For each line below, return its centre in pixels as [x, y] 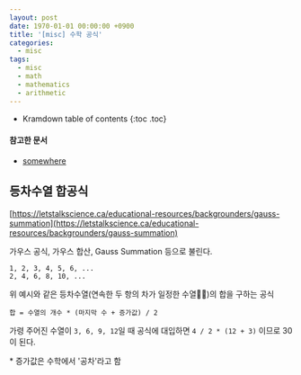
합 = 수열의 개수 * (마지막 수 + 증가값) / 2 [84, 312]
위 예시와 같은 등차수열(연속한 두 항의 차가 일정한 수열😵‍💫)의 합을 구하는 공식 [142, 294]
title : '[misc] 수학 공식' [56, 34]
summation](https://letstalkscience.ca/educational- [104, 223]
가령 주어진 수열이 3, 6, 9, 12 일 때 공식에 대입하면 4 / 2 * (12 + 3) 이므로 [145, 330]
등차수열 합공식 [49, 191]
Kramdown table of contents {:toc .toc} [94, 119]
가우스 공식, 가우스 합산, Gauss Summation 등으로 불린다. [111, 251]
